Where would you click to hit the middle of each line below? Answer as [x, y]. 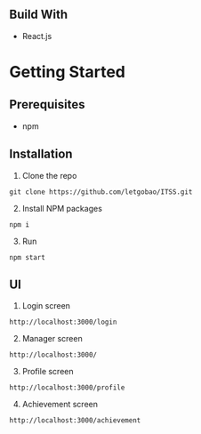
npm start [28, 257]
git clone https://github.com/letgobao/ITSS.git [101, 192]
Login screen [46, 306]
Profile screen [48, 372]
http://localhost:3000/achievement [75, 421]
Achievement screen [60, 405]
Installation [41, 154]
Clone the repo [49, 175]
